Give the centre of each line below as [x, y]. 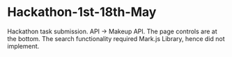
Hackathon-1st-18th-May [82, 12]
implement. [23, 46]
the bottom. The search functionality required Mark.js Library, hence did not [116, 38]
